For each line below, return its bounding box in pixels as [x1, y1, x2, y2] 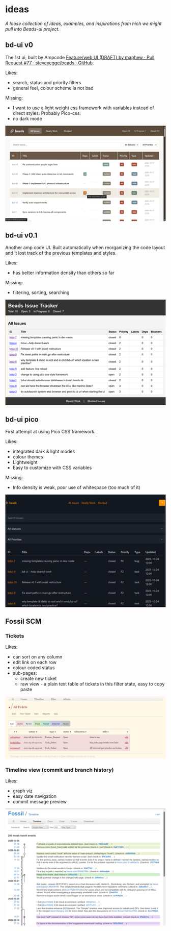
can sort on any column [12, 654, 63, 660]
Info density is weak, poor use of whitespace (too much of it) [12, 484, 141, 491]
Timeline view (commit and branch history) [5, 766, 114, 773]
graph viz [12, 788, 33, 794]
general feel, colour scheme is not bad [12, 85, 94, 91]
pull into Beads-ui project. [5, 26, 60, 32]
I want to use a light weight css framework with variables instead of [12, 105, 154, 111]
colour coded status [12, 665, 55, 671]
